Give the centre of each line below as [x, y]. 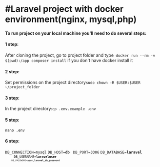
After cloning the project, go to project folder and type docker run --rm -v [80, 55]
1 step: [12, 44]
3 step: [12, 98]
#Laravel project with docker [64, 9]
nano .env [15, 130]
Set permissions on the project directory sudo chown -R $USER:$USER [73, 83]
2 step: [12, 71]
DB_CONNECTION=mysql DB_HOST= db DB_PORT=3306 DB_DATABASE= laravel [74, 152]
